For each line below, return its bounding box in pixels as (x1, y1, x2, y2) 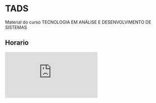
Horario (5, 39, 29, 47)
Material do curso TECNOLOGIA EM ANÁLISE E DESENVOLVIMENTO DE (5, 19, 152, 25)
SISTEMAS (5, 24, 27, 30)
